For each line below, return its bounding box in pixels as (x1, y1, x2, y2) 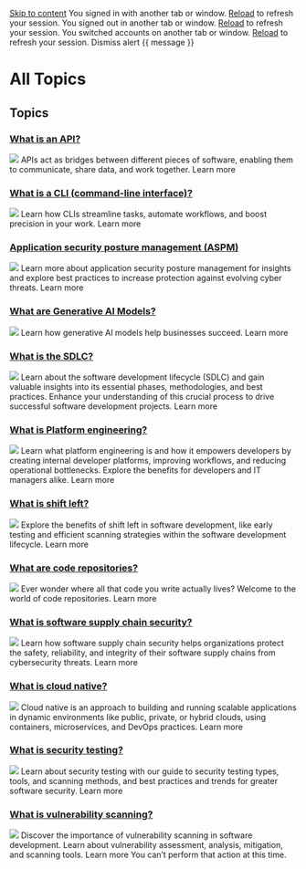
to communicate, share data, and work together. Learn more (9, 163, 236, 174)
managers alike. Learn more (9, 475, 115, 486)
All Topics (9, 68, 87, 89)
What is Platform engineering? (9, 424, 148, 436)
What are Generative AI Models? (9, 305, 157, 318)
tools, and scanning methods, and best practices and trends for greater (9, 775, 279, 786)
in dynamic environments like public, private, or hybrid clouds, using (9, 711, 267, 722)
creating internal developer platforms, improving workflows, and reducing (9, 455, 287, 466)
